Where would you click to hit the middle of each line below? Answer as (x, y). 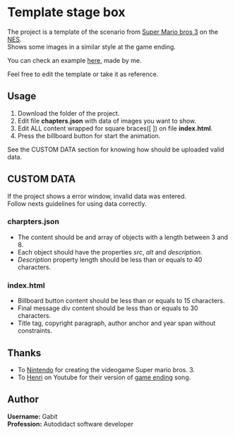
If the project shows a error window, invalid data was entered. (97, 196)
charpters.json (34, 221)
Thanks (24, 353)
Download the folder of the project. (68, 113)
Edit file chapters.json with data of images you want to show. (107, 121)
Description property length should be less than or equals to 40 (110, 259)
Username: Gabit (32, 416)
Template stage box (66, 12)
